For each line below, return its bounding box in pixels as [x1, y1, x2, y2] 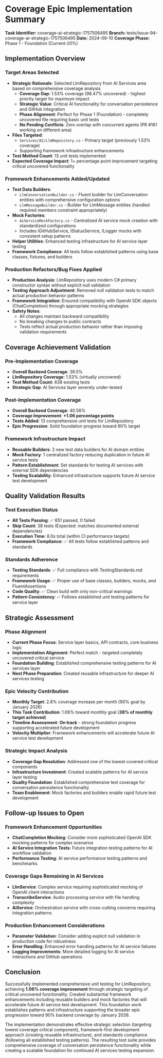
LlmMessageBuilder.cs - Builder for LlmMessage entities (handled [19, 202, 150, 208]
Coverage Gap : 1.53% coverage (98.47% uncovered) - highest [19, 90, 146, 96]
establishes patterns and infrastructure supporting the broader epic [5, 1007, 141, 1013]
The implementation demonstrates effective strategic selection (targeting [5, 1021, 152, 1027]
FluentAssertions [12, 583, 46, 589]
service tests [12, 457, 38, 463]
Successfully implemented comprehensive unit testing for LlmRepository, [5, 981, 152, 987]
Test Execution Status [5, 506, 58, 513]
